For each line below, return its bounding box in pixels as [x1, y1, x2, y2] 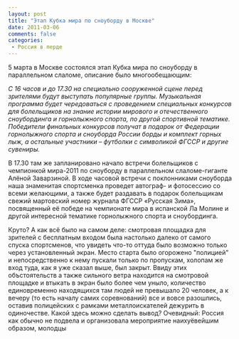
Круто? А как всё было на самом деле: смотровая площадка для [8, 226, 206, 234]
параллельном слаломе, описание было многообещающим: [8, 71, 192, 79]
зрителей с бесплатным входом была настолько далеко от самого [8, 233, 211, 241]
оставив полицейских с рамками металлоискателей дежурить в [8, 301, 205, 310]
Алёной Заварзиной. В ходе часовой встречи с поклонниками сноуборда [8, 174, 233, 182]
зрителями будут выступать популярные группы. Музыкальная [8, 92, 201, 100]
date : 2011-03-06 [8, 24, 60, 31]
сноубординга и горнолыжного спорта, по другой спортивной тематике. [8, 115, 230, 123]
